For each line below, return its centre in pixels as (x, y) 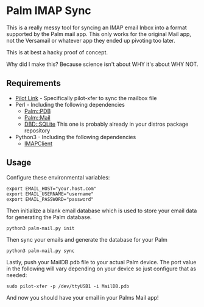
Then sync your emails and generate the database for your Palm (87, 239)
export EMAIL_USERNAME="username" (50, 194)
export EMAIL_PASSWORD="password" (50, 199)
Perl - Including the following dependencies (70, 104)
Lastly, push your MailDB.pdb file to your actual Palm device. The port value (101, 262)
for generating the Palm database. (49, 217)
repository (37, 130)
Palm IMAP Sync (49, 11)
